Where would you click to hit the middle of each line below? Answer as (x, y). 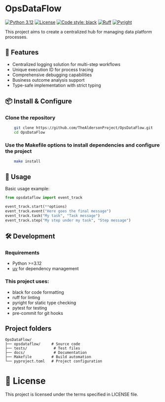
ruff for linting (26, 297)
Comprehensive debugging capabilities (52, 75)
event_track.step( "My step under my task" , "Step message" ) (68, 220)
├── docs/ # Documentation (46, 353)
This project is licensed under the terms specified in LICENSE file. (72, 395)
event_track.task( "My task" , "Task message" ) (52, 216)
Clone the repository (30, 118)
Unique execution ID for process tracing (53, 69)
